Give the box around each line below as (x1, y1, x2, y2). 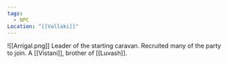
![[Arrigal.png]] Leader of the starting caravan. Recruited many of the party (7, 42, 222, 50)
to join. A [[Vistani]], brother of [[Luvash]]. (7, 49, 128, 57)
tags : (7, 10, 23, 17)
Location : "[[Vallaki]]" (7, 23, 79, 30)
